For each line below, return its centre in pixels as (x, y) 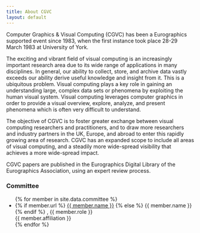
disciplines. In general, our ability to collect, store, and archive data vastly (96, 71)
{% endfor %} (32, 224)
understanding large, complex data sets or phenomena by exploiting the (95, 90)
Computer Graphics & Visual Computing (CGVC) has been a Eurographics (96, 34)
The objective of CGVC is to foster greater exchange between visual (90, 121)
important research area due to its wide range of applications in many (92, 65)
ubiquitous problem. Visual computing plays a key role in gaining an (89, 84)
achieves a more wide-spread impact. (53, 152)
